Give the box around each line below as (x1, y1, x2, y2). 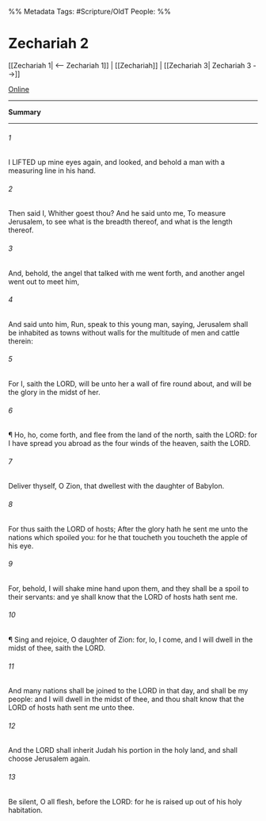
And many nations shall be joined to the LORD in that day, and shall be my (8, 686, 249, 696)
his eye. (8, 541, 34, 551)
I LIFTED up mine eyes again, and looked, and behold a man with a (8, 158, 226, 167)
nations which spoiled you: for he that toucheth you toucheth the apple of (8, 532, 248, 542)
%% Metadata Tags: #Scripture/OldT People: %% (8, 7, 172, 16)
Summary (8, 107, 41, 117)
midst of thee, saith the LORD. (8, 643, 105, 653)
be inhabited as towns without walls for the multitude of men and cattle (8, 328, 240, 337)
